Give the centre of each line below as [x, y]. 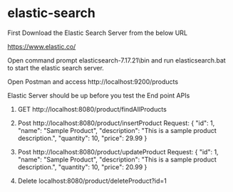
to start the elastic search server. [56, 68]
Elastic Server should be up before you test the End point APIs [99, 95]
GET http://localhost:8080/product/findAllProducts [92, 109]
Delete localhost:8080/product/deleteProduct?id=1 [92, 181]
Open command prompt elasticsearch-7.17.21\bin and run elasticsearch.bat [116, 60]
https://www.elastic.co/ [42, 46]
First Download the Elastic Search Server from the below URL [97, 33]
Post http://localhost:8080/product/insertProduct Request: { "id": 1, [116, 123]
